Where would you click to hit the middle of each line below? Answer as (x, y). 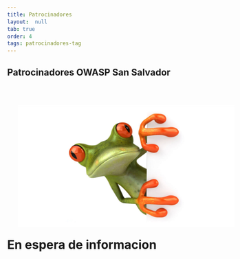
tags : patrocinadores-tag (44, 44)
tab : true (21, 29)
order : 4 (20, 36)
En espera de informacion (82, 245)
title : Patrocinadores (40, 14)
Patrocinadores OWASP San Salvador (89, 72)
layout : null (28, 22)
